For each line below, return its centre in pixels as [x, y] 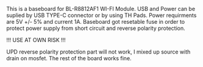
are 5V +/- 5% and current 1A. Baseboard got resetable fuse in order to [95, 22]
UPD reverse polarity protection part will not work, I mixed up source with [98, 52]
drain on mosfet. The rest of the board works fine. [69, 58]
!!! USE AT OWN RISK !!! [36, 40]
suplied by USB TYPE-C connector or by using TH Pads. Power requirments [101, 15]
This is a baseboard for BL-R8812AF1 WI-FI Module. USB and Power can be [101, 9]
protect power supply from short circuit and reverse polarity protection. [96, 28]
